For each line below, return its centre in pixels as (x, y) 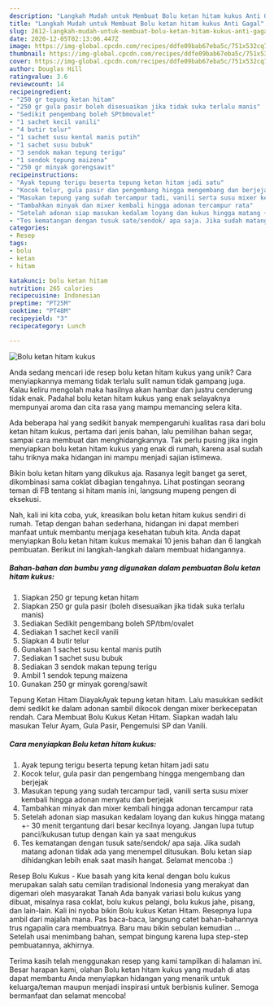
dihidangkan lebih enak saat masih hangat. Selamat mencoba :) (127, 860)
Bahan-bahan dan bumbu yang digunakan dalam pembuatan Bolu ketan (135, 568)
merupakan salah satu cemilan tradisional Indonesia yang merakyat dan (129, 884)
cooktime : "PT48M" (40, 311)
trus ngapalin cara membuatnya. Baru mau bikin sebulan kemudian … (125, 928)
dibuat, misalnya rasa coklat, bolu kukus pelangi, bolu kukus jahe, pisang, (132, 902)
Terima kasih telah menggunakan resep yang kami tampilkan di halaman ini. (136, 961)
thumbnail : (28, 54)
